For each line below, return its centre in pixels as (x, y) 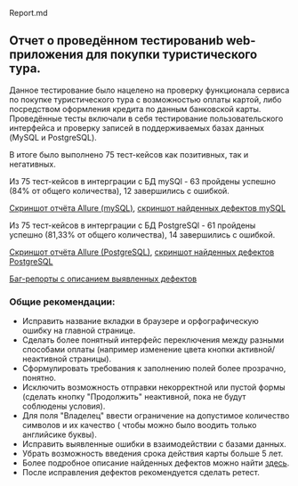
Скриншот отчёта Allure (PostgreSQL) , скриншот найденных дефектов (142, 252)
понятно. (39, 378)
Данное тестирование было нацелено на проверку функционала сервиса (149, 90)
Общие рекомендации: (62, 302)
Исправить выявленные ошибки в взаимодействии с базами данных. (154, 444)
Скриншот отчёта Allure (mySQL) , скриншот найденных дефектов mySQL (148, 207)
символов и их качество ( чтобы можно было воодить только (139, 425)
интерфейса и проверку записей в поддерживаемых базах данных (137, 127)
